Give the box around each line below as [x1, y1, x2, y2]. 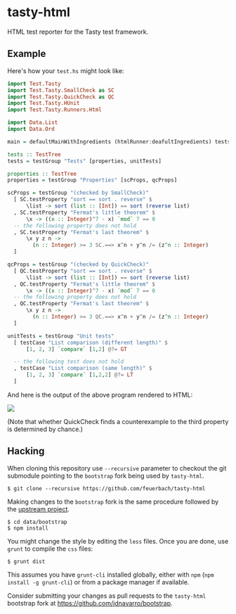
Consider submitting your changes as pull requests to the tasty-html [7, 591, 206, 600]
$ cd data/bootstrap [7, 518, 68, 525]
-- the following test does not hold [13, 358, 124, 366]
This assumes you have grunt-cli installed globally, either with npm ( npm [7, 570, 214, 579]
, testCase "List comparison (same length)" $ [13, 365, 152, 372]
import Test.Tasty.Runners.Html [7, 106, 102, 113]
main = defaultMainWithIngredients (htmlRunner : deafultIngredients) [7, 138, 212, 145]
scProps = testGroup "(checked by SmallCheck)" [7, 189, 150, 197]
